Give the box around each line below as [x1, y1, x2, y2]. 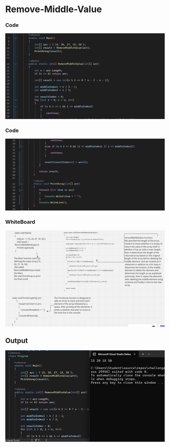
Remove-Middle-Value [5, 4, 102, 15]
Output [5, 337, 28, 345]
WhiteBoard [5, 219, 35, 226]
